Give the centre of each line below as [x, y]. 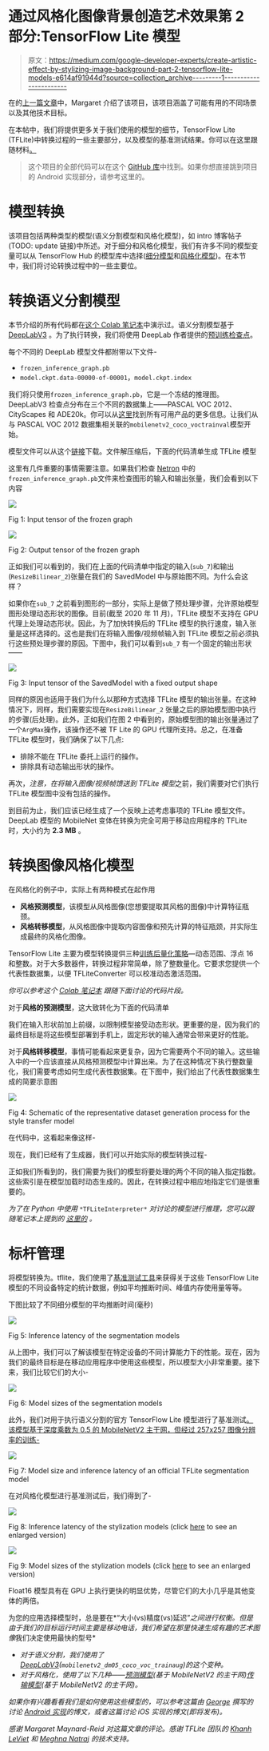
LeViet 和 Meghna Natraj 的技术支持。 [71, 1738]
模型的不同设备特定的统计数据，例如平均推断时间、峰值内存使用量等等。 [127, 1287]
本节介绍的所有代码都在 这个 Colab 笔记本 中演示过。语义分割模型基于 [121, 324]
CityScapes [27, 414]
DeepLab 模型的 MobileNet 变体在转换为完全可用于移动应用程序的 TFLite [128, 820]
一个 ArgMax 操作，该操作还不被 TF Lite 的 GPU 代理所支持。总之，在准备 [126, 729]
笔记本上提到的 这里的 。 [55, 1218]
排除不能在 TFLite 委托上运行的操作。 [81, 756]
